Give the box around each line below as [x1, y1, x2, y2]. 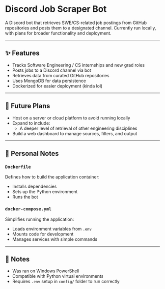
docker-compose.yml [5, 206, 52, 212]
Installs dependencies [12, 183, 57, 190]
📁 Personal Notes [5, 149, 59, 158]
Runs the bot [12, 194, 38, 200]
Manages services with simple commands [12, 236, 98, 242]
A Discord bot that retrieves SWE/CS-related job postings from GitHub [5, 20, 147, 26]
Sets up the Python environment [12, 189, 78, 195]
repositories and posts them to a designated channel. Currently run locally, [5, 25, 156, 30]
